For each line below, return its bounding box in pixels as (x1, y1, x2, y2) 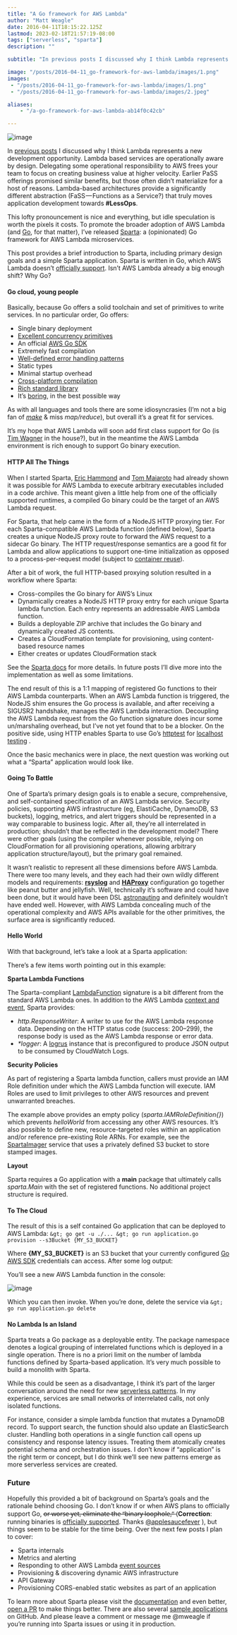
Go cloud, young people (7, 287, 79, 296)
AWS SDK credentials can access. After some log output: (7, 1256, 174, 1266)
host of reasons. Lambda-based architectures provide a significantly (7, 184, 207, 192)
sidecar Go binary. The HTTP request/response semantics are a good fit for (7, 539, 227, 548)
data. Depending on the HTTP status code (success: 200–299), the (17, 1024, 213, 1033)
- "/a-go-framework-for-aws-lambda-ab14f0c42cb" (20, 107, 166, 115)
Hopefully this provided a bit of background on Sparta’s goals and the (7, 1494, 209, 1502)
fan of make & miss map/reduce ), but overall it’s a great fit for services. (7, 413, 214, 422)
